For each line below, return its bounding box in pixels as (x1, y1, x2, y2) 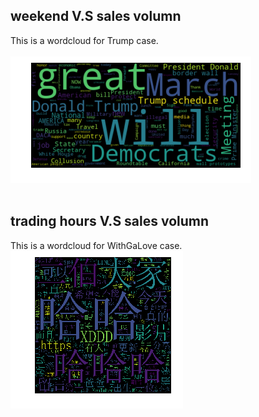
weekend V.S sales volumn (10, 8, 182, 25)
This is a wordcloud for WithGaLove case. (10, 239, 183, 251)
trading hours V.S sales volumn (10, 213, 210, 230)
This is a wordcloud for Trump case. (10, 34, 159, 46)
